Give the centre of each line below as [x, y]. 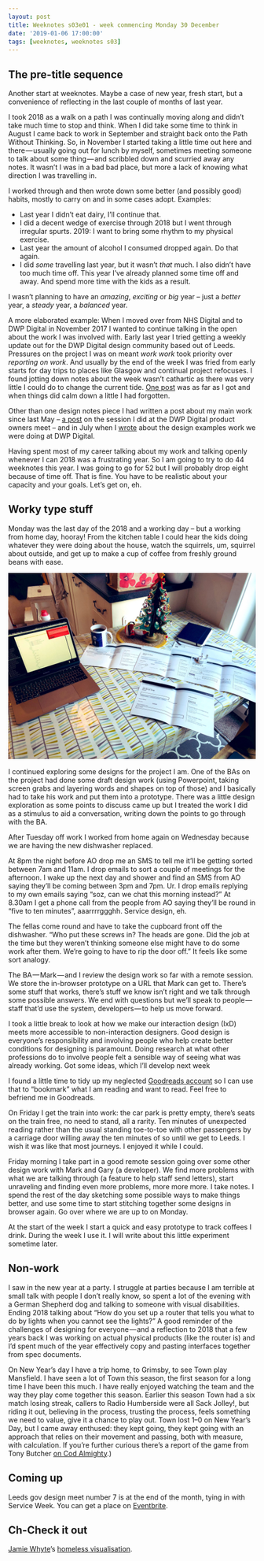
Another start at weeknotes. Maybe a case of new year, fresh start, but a [126, 94]
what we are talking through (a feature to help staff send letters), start [121, 1178]
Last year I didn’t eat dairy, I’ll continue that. [90, 215]
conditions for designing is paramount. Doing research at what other [119, 1048]
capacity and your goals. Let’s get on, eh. [75, 485]
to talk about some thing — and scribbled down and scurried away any [121, 159]
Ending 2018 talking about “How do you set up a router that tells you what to [132, 1312]
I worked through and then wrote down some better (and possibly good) [125, 191]
